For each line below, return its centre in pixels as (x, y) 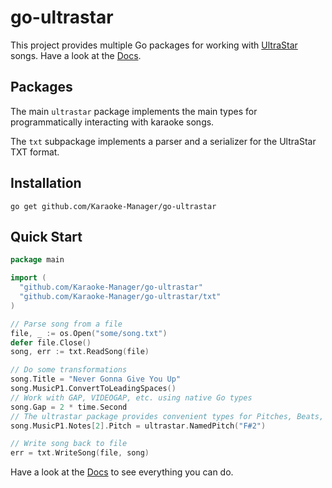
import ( (28, 278)
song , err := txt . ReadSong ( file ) (80, 352)
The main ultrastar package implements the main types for (134, 111)
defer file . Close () (51, 342)
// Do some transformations (69, 370)
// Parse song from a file (66, 324)
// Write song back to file (69, 444)
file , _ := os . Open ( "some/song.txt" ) (89, 333)
